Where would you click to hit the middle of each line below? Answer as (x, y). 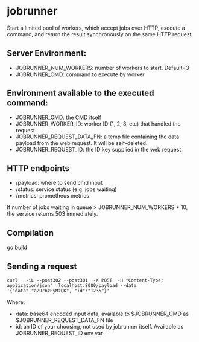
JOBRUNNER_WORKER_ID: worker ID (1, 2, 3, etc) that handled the (98, 124)
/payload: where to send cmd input (59, 183)
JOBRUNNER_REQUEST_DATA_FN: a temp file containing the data (97, 137)
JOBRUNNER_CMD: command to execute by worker (80, 74)
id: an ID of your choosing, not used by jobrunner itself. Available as (99, 327)
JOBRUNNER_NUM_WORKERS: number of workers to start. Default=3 (102, 68)
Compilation (30, 233)
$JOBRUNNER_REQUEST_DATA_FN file (64, 320)
